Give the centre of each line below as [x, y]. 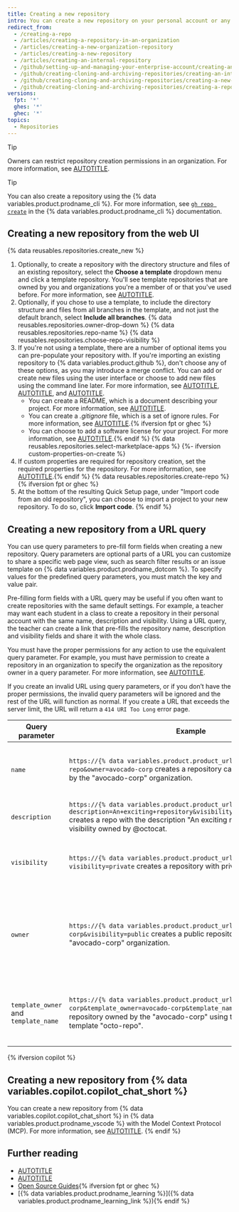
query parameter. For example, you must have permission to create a [108, 657]
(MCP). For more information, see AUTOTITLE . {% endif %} [94, 1131]
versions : [22, 93]
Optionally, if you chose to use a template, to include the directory [114, 302]
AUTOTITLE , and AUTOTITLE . [61, 394]
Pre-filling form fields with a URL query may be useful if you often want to [115, 598]
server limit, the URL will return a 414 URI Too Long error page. [99, 709]
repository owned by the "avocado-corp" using [148, 1017]
